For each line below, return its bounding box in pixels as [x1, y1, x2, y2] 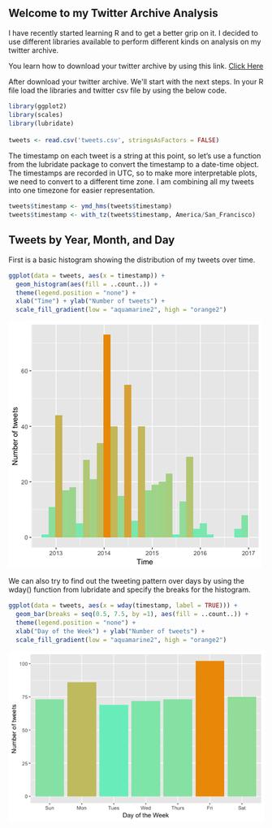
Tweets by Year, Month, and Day [8, 233, 175, 247]
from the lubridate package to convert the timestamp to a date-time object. [8, 160, 260, 170]
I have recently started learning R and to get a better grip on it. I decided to [8, 28, 258, 37]
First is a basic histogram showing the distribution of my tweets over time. [8, 255, 256, 265]
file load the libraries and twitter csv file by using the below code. [8, 85, 227, 95]
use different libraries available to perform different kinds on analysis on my [8, 37, 261, 46]
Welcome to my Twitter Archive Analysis [8, 6, 219, 20]
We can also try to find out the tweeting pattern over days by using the [8, 576, 245, 586]
